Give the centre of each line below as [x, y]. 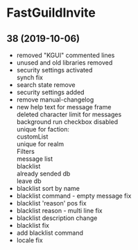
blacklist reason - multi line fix [59, 211]
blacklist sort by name [48, 188]
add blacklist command [50, 233]
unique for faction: [43, 129]
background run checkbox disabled [67, 122]
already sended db [43, 173]
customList [32, 136]
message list [35, 159]
